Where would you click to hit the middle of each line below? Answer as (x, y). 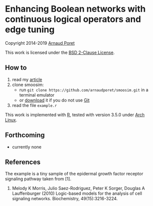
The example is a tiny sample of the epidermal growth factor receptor (74, 174)
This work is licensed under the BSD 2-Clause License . (60, 52)
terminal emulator (37, 95)
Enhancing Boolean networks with (76, 9)
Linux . (11, 120)
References (23, 162)
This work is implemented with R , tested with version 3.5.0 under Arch (75, 115)
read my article (27, 79)
